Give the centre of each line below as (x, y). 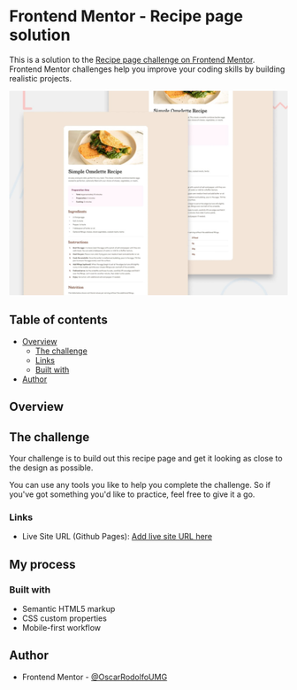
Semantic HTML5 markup (69, 609)
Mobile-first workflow (61, 628)
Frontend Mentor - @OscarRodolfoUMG (95, 677)
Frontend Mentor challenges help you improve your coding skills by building (147, 69)
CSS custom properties (65, 618)
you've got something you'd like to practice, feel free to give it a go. (132, 494)
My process (42, 564)
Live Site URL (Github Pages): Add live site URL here (117, 537)
